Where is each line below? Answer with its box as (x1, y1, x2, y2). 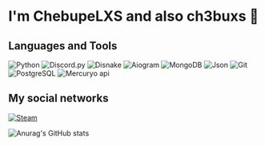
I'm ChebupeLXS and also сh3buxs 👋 (8, 7, 259, 26)
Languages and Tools (8, 39, 118, 53)
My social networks (8, 92, 109, 105)
